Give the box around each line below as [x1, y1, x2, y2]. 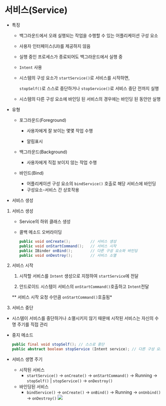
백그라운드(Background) [19, 149, 67, 155]
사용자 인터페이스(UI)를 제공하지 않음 [19, 43, 91, 49]
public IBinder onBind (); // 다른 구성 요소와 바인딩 [19, 248, 138, 253]
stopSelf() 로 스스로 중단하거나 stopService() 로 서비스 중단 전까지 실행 [19, 85, 159, 91]
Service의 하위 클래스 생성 [19, 218, 71, 224]
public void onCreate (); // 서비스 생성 [19, 239, 117, 244]
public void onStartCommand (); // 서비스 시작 [19, 243, 117, 249]
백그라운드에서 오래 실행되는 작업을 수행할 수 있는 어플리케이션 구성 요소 [19, 32, 159, 38]
